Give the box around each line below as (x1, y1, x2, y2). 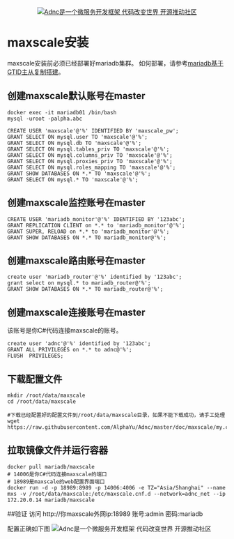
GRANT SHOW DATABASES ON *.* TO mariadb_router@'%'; (7, 286, 164, 293)
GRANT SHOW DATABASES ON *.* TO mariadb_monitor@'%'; (7, 234, 167, 241)
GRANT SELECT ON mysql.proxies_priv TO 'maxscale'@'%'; (7, 158, 173, 165)
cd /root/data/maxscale (7, 398, 77, 405)
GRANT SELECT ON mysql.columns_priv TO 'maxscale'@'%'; (7, 151, 173, 159)
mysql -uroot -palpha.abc (7, 115, 82, 122)
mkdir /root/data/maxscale (7, 392, 86, 399)
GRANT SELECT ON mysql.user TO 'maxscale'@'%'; (7, 133, 148, 140)
